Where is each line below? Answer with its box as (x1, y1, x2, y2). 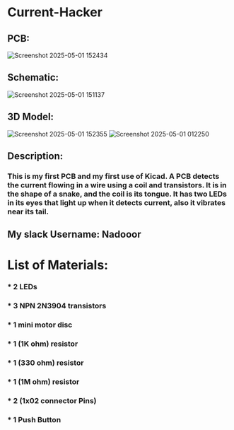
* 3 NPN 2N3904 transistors (7, 301, 107, 311)
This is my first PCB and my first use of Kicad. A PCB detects (7, 171, 220, 181)
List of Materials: (7, 257, 108, 273)
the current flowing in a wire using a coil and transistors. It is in (7, 180, 228, 190)
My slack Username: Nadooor (7, 228, 141, 240)
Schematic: (7, 71, 59, 83)
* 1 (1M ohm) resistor (7, 377, 80, 387)
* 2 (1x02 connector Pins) (7, 395, 97, 405)
